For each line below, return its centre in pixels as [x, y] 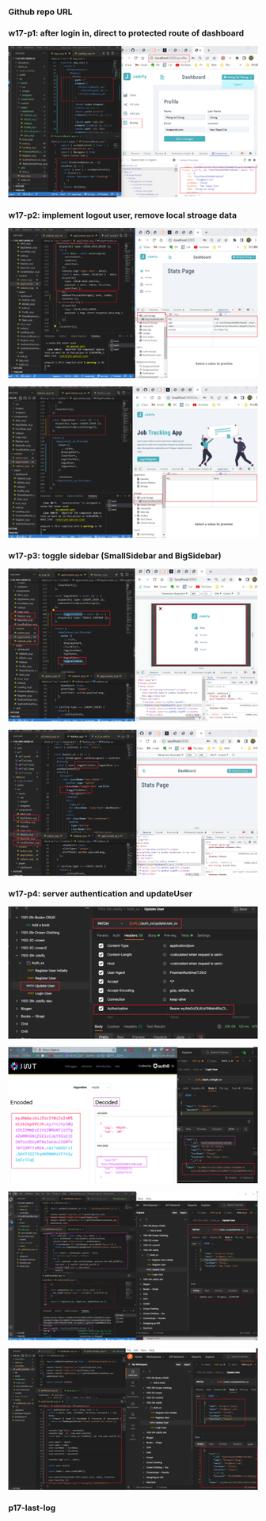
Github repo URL [40, 12]
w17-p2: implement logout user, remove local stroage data [123, 215]
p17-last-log [32, 1508]
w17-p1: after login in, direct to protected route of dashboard [126, 32]
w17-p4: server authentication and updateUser [100, 893]
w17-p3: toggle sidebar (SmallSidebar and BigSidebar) [115, 555]
